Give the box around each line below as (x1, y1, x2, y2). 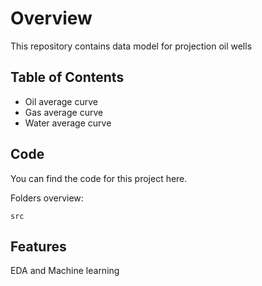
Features (10, 238, 67, 255)
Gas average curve (24, 106, 104, 118)
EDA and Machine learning (10, 265, 120, 277)
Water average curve (24, 117, 112, 129)
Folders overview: (10, 192, 84, 204)
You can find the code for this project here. (10, 172, 188, 184)
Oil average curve (24, 95, 98, 107)
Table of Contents (10, 69, 125, 86)
